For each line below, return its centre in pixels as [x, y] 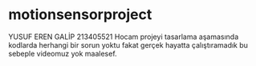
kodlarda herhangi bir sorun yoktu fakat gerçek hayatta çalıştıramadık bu [128, 45]
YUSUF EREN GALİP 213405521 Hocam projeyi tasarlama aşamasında [124, 37]
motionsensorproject [80, 15]
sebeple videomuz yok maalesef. [63, 53]
